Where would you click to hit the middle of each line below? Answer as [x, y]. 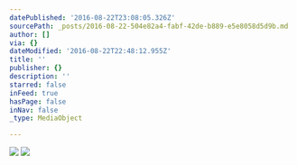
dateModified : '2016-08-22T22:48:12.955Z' [90, 51]
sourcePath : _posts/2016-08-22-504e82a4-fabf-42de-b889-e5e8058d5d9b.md [149, 26]
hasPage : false [38, 101]
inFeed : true [34, 93]
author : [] [30, 34]
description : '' [40, 77]
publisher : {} [36, 69]
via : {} [24, 43]
